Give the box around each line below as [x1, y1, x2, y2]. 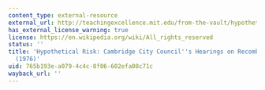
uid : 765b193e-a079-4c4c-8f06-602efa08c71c [8, 63, 154, 70]
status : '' [8, 41, 44, 49]
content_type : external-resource [8, 11, 118, 20]
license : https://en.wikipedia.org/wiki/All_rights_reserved [8, 33, 214, 41]
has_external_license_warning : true [8, 26, 129, 34]
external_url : [8, 19, 55, 27]
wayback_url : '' [8, 70, 62, 77]
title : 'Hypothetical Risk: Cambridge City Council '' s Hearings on [8, 48, 235, 56]
